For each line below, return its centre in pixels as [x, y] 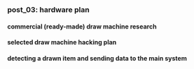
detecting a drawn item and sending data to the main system [97, 58]
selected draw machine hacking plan [62, 43]
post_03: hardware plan [48, 10]
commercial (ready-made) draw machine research [82, 26]
